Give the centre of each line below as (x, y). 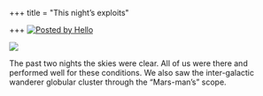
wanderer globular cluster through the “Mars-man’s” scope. (118, 82)
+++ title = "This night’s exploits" (70, 13)
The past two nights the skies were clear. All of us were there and (128, 63)
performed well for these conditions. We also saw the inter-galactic (132, 73)
